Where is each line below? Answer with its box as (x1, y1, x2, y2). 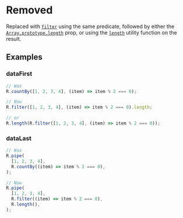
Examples (6, 52, 43, 62)
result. (6, 35, 22, 42)
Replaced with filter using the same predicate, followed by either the (6, 23, 175, 30)
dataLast (6, 134, 32, 142)
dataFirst (6, 70, 33, 78)
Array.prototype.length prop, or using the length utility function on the (6, 29, 177, 36)
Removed (6, 4, 53, 17)
